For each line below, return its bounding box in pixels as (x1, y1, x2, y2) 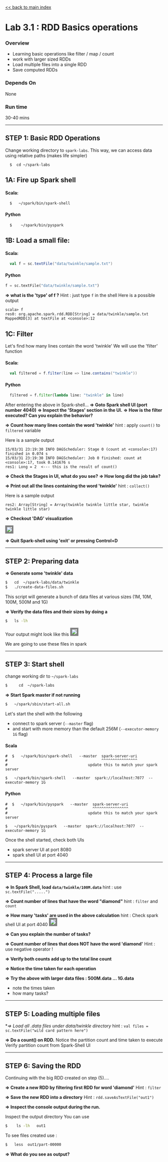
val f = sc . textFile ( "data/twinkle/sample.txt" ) (9, 261, 113, 266)
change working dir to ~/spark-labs (5, 673, 78, 679)
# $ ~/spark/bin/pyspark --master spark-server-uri (5, 801, 128, 807)
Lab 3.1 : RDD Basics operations (5, 22, 138, 33)
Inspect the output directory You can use (5, 1114, 89, 1120)
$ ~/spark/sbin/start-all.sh (5, 702, 70, 707)
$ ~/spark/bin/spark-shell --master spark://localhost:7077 (5, 776, 144, 781)
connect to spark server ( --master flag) (12, 721, 93, 727)
